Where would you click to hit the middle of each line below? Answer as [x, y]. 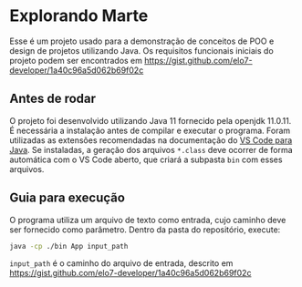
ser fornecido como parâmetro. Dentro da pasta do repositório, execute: [145, 230]
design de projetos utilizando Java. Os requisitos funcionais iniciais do [141, 50]
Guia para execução [68, 198]
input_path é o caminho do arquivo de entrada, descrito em [121, 263]
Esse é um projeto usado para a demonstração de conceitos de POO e [142, 41]
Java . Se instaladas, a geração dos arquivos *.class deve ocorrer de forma [151, 149]
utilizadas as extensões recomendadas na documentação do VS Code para [151, 140]
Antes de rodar [53, 99]
